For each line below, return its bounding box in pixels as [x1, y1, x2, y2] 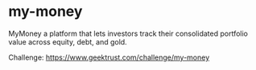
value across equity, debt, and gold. [8, 37, 127, 46]
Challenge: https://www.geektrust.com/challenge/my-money [8, 52, 210, 62]
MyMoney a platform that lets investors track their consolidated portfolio [8, 29, 248, 38]
